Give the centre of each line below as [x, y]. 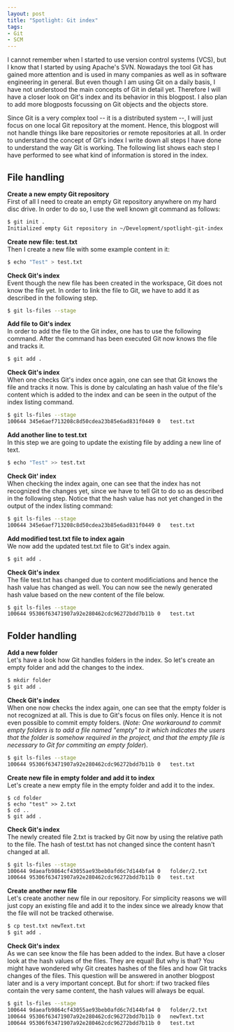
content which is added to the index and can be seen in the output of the [112, 395]
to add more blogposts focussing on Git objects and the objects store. [108, 104]
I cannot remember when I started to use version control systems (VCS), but [117, 60]
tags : [15, 27]
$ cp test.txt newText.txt [46, 926]
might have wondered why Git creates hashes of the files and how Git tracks [117, 968]
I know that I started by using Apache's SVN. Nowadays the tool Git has [110, 67]
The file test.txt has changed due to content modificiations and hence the [113, 579]
